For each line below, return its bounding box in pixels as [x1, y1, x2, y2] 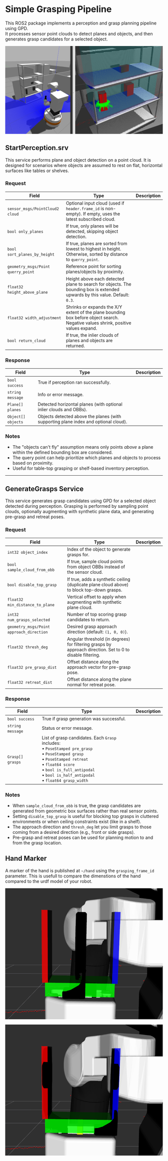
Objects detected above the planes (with [37, 414, 121, 420]
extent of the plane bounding [65, 309, 125, 315]
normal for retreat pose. [67, 682, 116, 688]
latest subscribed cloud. [65, 216, 115, 222]
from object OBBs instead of [67, 564, 125, 570]
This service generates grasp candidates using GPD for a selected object [5, 498, 156, 504]
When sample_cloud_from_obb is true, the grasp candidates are [12, 802, 141, 808]
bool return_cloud [7, 339, 46, 344]
